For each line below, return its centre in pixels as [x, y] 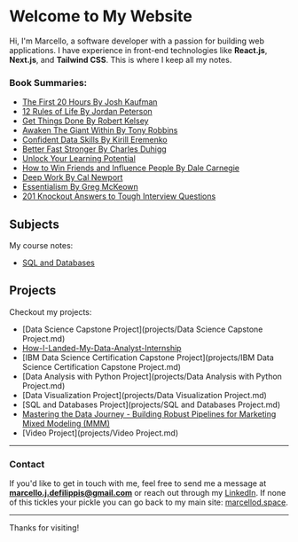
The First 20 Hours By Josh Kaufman [90, 102]
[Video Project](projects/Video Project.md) [100, 433]
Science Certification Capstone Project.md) [102, 366]
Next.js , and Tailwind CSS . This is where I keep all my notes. [121, 59]
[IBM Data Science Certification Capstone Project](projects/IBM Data [148, 357]
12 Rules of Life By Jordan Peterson [87, 112]
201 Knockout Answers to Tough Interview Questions [119, 196]
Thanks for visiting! [44, 528]
